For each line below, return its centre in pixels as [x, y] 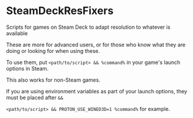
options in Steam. [27, 68]
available [17, 33]
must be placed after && [35, 97]
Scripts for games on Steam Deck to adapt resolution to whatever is [88, 27]
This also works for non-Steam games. [53, 80]
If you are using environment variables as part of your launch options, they [97, 91]
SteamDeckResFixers [60, 11]
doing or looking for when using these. [53, 50]
